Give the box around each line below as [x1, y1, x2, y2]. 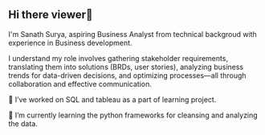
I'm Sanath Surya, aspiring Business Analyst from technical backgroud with [8, 29, 257, 39]
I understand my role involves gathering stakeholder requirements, [8, 53, 229, 63]
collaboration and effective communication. [8, 79, 153, 88]
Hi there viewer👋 [8, 8, 94, 22]
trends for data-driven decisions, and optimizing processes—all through [8, 70, 247, 80]
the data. [8, 118, 38, 129]
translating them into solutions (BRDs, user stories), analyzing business [8, 62, 243, 72]
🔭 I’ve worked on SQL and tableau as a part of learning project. [8, 94, 217, 104]
